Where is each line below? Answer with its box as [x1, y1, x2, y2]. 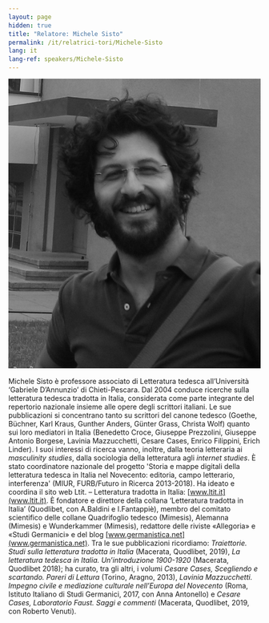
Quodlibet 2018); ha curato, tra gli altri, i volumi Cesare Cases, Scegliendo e [8, 564, 259, 573]
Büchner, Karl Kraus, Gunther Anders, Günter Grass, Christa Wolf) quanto [8, 419, 251, 428]
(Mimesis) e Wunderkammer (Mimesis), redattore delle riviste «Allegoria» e [8, 521, 256, 531]
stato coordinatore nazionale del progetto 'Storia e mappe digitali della [8, 461, 240, 471]
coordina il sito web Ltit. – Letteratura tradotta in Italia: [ [8, 487, 191, 496]
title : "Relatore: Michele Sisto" [8, 30, 124, 38]
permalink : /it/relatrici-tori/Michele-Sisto [8, 38, 163, 47]
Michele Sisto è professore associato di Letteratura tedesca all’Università [8, 376, 250, 386]
